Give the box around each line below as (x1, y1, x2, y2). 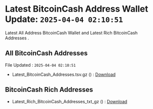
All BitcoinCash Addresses (5, 49, 88, 57)
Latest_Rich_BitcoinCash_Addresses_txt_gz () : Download (12, 98, 128, 104)
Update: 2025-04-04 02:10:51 (5, 14, 123, 25)
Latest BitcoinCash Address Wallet (5, 3, 149, 15)
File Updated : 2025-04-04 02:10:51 (5, 62, 76, 68)
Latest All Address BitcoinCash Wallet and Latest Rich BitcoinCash (5, 30, 138, 36)
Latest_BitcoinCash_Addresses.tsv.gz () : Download (12, 72, 116, 77)
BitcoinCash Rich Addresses (5, 86, 94, 94)
